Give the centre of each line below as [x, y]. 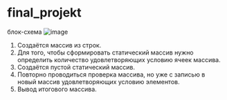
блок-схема [25, 32]
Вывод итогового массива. [57, 89]
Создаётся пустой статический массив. [76, 67]
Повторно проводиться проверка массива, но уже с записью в [111, 74]
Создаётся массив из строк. [59, 45]
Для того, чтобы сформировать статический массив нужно [105, 52]
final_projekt [44, 13]
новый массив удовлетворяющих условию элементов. [98, 81]
